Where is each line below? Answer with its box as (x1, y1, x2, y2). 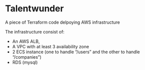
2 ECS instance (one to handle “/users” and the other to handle (12, 49, 140, 55)
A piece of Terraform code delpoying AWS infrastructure (5, 19, 120, 25)
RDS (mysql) (12, 59, 38, 65)
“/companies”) (12, 54, 42, 60)
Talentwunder (5, 3, 64, 14)
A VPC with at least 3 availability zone (12, 43, 89, 49)
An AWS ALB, (12, 38, 40, 44)
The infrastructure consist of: (5, 29, 65, 35)
